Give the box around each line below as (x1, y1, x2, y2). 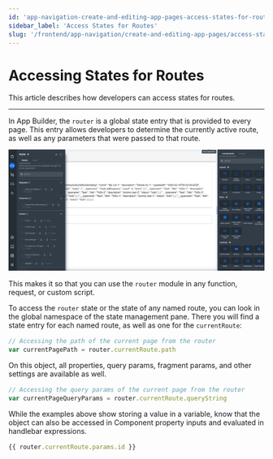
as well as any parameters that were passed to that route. (8, 134, 201, 144)
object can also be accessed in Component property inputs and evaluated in (8, 418, 264, 427)
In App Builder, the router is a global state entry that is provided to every (8, 116, 252, 126)
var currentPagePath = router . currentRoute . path (8, 345, 176, 354)
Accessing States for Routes (8, 66, 205, 84)
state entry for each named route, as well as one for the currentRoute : (8, 320, 242, 330)
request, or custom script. (8, 288, 95, 298)
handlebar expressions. (8, 426, 87, 435)
